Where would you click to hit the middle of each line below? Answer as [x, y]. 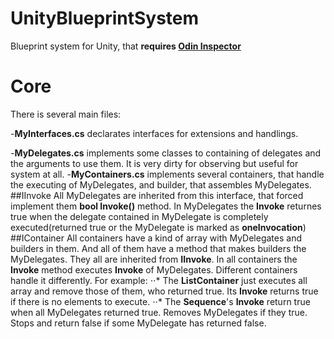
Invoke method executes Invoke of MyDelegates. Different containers [154, 269]
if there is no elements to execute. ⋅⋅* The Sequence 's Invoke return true [160, 301]
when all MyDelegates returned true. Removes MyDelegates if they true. [159, 312]
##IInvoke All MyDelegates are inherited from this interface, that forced [157, 195]
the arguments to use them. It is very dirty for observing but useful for [154, 163]
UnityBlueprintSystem [105, 18]
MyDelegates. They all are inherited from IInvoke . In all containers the [154, 259]
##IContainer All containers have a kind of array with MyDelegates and [156, 238]
